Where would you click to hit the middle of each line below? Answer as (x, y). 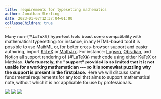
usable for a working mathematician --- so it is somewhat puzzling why (78, 67)
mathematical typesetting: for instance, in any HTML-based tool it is (73, 42)
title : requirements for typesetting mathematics (56, 9)
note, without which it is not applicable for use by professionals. (68, 83)
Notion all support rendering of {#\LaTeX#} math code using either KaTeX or (81, 57)
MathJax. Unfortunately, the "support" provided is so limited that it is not (80, 62)
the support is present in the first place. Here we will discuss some (73, 72)
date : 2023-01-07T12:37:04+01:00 (39, 18)
